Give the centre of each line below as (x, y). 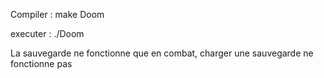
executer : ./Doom (47, 33)
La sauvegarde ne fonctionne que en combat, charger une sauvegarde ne (162, 53)
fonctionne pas (41, 63)
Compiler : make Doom (57, 14)
